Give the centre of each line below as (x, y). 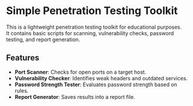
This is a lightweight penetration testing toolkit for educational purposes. (94, 27)
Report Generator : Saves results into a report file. (75, 97)
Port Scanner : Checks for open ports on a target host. (80, 72)
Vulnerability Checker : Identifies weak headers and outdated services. (101, 78)
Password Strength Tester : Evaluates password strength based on (96, 84)
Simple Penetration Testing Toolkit (92, 11)
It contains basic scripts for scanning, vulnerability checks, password (90, 33)
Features (23, 58)
